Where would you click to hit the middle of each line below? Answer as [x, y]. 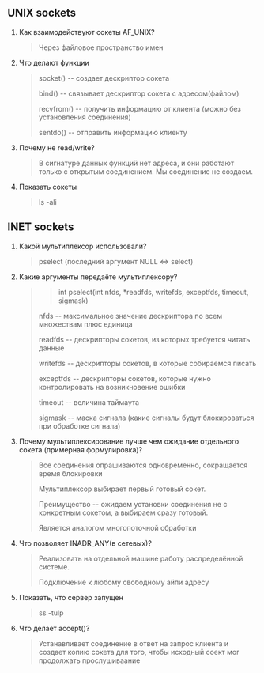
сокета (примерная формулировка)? [81, 449]
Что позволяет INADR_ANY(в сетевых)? [85, 543]
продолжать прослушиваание [89, 660]
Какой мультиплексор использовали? [83, 246]
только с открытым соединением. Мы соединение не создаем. [146, 171]
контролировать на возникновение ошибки [112, 387]
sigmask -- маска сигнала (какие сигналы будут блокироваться [146, 418]
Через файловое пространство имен [101, 47]
